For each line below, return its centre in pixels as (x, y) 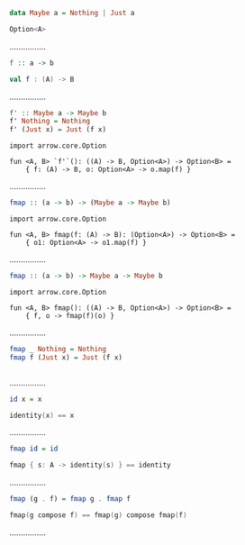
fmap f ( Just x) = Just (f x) (66, 357)
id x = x (26, 399)
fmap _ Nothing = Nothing (58, 349)
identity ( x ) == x (42, 415)
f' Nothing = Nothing (50, 122)
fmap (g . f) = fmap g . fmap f (70, 499)
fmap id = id (34, 449)
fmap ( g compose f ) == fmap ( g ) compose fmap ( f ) (98, 515)
